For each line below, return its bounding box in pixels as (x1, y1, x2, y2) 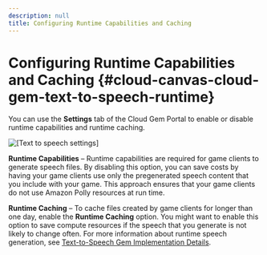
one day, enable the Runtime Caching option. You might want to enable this (8, 212, 259, 221)
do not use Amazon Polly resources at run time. (8, 188, 166, 197)
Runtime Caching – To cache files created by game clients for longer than (8, 204, 253, 213)
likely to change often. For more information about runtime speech (8, 229, 227, 239)
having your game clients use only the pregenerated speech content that (8, 171, 249, 180)
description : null (8, 11, 70, 20)
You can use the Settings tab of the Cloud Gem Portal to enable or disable (8, 114, 254, 124)
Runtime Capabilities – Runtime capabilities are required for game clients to (8, 154, 259, 164)
